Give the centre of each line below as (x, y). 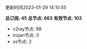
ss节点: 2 (22, 41)
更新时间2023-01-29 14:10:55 (36, 7)
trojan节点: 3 (26, 35)
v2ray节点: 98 (27, 29)
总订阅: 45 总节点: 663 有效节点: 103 (43, 18)
